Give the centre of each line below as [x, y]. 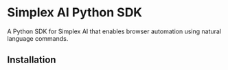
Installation [32, 60]
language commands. [38, 38]
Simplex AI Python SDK [75, 13]
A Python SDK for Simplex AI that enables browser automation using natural [114, 31]
